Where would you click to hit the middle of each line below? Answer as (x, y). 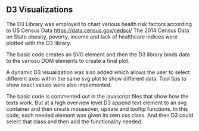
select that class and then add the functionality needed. (74, 122)
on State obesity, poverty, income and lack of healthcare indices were (92, 36)
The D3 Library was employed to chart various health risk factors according (99, 24)
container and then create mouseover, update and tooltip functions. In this (97, 108)
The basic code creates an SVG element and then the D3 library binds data (98, 54)
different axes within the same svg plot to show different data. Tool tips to (96, 78)
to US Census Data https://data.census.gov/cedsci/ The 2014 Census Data (98, 30)
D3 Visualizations (40, 10)
